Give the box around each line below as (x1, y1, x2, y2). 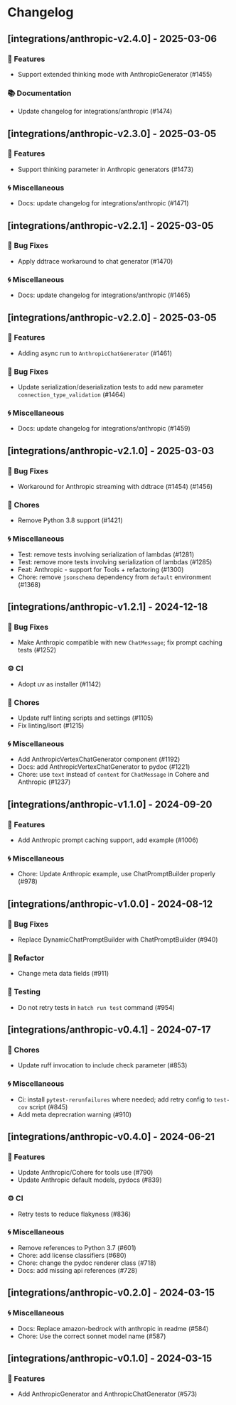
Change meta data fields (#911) (17, 969, 109, 978)
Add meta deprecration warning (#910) (17, 1110, 132, 1119)
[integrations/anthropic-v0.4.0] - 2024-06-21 (7, 1131, 215, 1143)
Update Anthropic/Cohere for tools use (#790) (17, 1168, 154, 1177)
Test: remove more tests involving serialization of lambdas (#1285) (17, 557, 213, 566)
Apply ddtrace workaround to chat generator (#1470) (17, 257, 173, 265)
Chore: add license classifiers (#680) (17, 1251, 127, 1259)
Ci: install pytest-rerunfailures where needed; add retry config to (17, 1095, 213, 1104)
